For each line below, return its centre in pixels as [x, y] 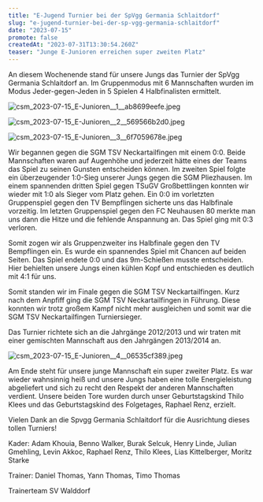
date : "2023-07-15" [40, 30]
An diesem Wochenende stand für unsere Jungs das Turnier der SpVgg [124, 74]
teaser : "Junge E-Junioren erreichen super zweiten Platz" [107, 52]
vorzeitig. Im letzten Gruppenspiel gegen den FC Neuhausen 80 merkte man [132, 211]
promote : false [33, 37]
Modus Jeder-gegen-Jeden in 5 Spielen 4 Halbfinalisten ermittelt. [115, 91]
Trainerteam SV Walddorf [49, 491]
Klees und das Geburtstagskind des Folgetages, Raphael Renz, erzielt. [122, 404]
